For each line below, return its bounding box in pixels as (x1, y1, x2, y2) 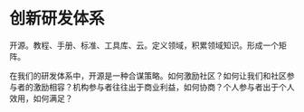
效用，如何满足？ (9, 92, 73, 104)
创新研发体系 (9, 8, 106, 29)
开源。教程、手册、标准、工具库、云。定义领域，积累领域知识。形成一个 (9, 40, 279, 51)
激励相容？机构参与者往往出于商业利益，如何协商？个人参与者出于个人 (33, 81, 295, 92)
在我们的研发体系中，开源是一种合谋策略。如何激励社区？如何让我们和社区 (9, 70, 287, 81)
